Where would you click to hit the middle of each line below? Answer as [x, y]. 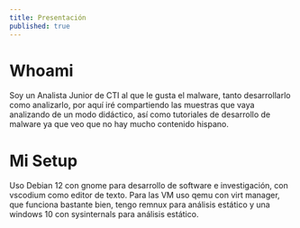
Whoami [41, 71]
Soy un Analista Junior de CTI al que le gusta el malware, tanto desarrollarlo [150, 96]
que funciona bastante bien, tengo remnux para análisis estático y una [140, 205]
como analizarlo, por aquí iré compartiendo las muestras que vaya [132, 105]
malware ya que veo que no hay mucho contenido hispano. [119, 124]
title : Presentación [48, 18]
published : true [40, 26]
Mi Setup [44, 161]
